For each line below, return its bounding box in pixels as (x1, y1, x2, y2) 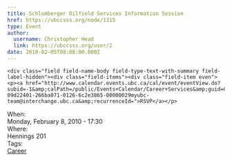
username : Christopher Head (13, 36, 95, 43)
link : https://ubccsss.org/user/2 (13, 42, 113, 49)
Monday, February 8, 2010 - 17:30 (7, 117, 104, 125)
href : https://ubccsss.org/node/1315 (7, 17, 116, 23)
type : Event (7, 23, 41, 30)
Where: (7, 124, 28, 133)
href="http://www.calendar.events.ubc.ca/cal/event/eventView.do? (25, 79, 221, 86)
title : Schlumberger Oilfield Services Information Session (7, 10, 184, 17)
